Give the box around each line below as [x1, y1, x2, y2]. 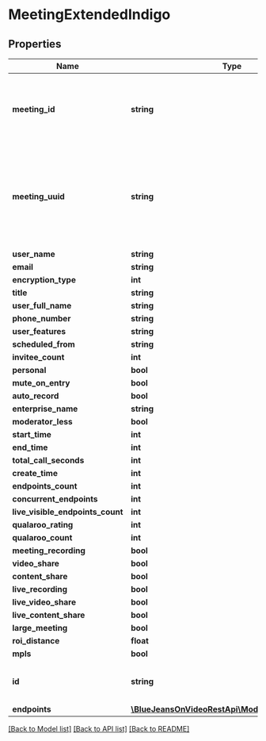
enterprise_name [12, 403, 78, 414]
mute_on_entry [12, 378, 70, 388]
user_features [12, 326, 66, 336]
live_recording [12, 584, 68, 594]
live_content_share [12, 609, 85, 620]
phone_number [12, 313, 71, 324]
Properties [8, 37, 62, 51]
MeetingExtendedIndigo [8, 6, 171, 24]
